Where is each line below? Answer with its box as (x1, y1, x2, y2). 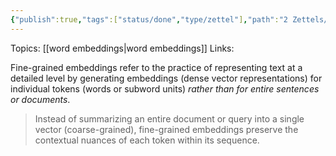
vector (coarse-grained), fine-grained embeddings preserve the (34, 123, 299, 135)
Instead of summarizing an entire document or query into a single (34, 112, 305, 125)
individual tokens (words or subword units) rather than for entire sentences (10, 82, 320, 95)
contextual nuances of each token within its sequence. (34, 134, 260, 146)
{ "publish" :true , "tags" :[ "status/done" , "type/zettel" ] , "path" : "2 (10, 14, 288, 25)
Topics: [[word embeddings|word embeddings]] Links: (10, 42, 235, 54)
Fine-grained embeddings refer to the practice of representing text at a (10, 61, 303, 73)
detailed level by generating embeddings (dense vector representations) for (10, 72, 323, 84)
